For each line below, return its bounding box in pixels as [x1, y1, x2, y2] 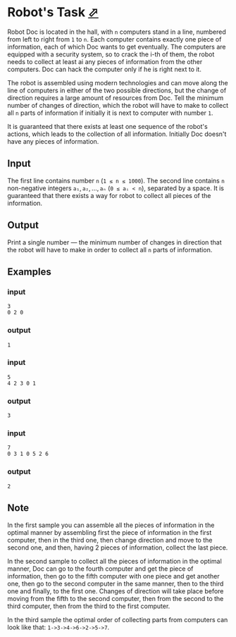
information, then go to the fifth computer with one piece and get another [7, 571, 220, 580]
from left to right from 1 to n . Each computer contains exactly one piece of [7, 35, 222, 43]
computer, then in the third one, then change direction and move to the [7, 536, 213, 544]
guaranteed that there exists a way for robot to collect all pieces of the [7, 191, 211, 199]
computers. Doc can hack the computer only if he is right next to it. [7, 65, 202, 73]
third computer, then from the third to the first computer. [7, 602, 170, 610]
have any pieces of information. [7, 137, 99, 145]
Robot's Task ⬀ [7, 4, 99, 20]
